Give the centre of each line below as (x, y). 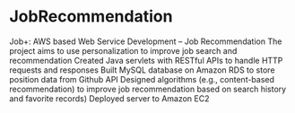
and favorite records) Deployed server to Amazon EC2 (109, 98)
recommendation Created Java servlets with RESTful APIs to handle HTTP (146, 60)
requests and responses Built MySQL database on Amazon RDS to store (142, 70)
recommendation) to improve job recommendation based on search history (148, 89)
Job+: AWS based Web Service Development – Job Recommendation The (146, 41)
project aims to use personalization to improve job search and (123, 50)
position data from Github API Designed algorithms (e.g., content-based (142, 79)
